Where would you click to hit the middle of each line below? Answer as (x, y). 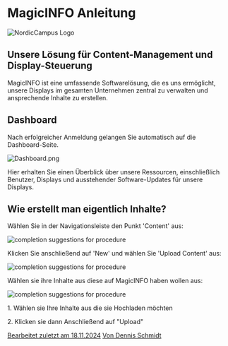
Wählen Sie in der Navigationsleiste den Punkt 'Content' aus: (95, 226)
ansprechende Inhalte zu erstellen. (58, 97)
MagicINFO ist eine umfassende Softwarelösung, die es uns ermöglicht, (112, 83)
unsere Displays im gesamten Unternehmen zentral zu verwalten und (108, 90)
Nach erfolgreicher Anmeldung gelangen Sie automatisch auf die (102, 137)
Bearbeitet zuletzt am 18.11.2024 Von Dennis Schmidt (84, 335)
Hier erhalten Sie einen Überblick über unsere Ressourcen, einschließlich (114, 172)
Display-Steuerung (50, 66)
